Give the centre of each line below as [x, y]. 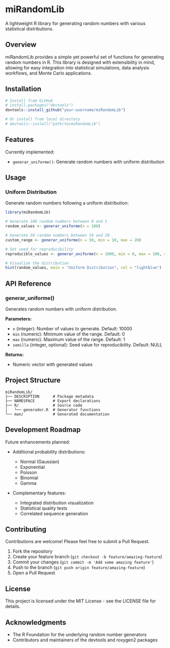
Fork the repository [33, 551]
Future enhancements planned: [38, 442]
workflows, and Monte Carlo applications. [49, 73]
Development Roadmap [43, 430]
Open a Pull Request [34, 573]
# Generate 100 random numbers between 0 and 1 [56, 221]
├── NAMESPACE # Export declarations [53, 401]
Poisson [28, 472]
